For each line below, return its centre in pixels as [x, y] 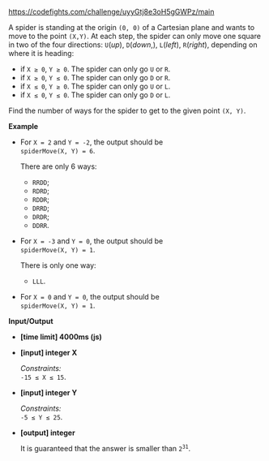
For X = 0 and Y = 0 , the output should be [90, 297]
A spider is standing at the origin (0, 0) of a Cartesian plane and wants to [132, 27]
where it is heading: [41, 53]
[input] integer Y [49, 392]
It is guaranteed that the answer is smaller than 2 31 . [105, 448]
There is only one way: [58, 265]
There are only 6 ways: [58, 166]
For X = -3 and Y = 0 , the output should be [92, 241]
